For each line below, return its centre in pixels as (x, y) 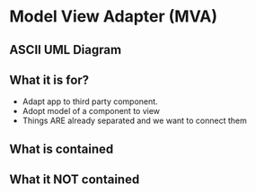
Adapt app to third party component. (90, 101)
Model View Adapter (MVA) (114, 17)
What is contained (62, 149)
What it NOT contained (75, 180)
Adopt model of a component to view (91, 111)
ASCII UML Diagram (66, 50)
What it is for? (49, 79)
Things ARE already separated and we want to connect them (134, 121)
